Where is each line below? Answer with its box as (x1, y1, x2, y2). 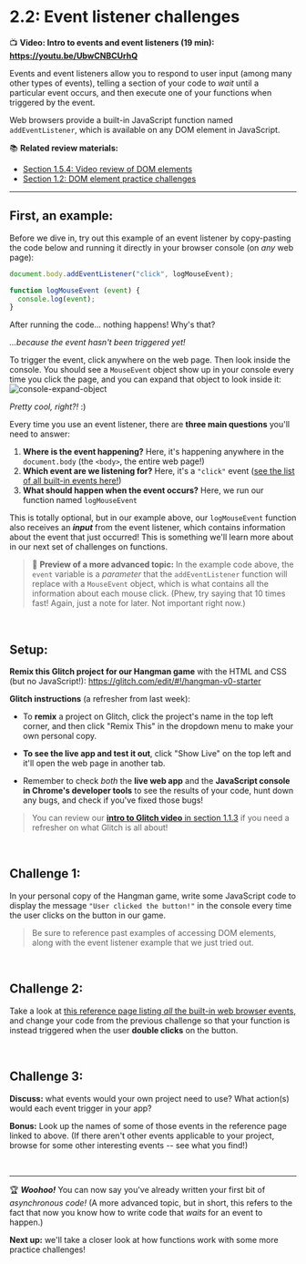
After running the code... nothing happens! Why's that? (9, 319, 216, 330)
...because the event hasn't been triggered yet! (9, 337, 186, 348)
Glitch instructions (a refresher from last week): (9, 694, 191, 704)
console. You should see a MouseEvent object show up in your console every (9, 365, 294, 375)
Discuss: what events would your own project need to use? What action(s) (9, 1093, 290, 1104)
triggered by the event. (9, 97, 96, 108)
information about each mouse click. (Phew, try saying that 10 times (31, 588, 286, 599)
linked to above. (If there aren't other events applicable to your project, (9, 1130, 275, 1141)
